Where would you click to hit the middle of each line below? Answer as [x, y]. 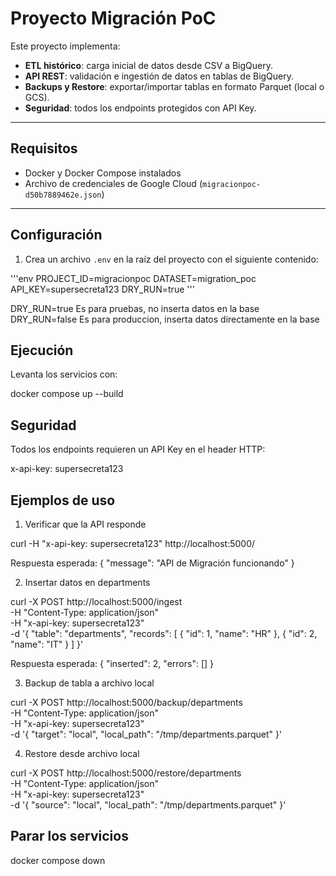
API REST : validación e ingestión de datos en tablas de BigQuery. [159, 76]
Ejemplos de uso [63, 500]
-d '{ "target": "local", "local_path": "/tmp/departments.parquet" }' [146, 734]
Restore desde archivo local [82, 753]
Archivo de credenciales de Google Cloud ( [113, 183]
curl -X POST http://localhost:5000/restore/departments [126, 773]
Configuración [56, 235]
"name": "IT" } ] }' [47, 644]
